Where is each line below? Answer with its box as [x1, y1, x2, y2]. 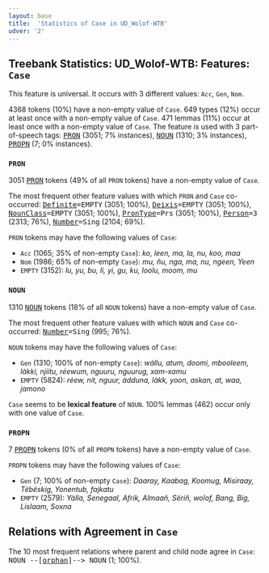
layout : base [8, 11, 53, 20]
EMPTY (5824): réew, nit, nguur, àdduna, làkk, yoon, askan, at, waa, [19, 375, 242, 384]
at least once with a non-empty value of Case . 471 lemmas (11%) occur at [8, 113, 250, 123]
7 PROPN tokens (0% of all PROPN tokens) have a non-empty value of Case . [8, 444, 252, 454]
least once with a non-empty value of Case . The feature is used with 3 [8, 122, 240, 132]
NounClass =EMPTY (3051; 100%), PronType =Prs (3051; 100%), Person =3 [8, 208, 258, 219]
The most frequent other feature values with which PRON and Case [8, 191, 225, 201]
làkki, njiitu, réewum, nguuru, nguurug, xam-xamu [19, 366, 187, 376]
